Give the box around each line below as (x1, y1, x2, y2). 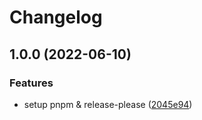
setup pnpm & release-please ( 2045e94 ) (23, 98, 193, 110)
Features (9, 76, 54, 90)
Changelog (9, 6, 103, 29)
